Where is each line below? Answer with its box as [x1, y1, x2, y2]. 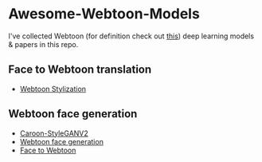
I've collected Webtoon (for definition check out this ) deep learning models [8, 31, 255, 41]
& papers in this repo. [8, 39, 79, 49]
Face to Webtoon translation [8, 63, 152, 77]
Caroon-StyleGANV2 [19, 128, 89, 138]
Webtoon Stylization [19, 84, 86, 93]
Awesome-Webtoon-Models [8, 5, 201, 23]
